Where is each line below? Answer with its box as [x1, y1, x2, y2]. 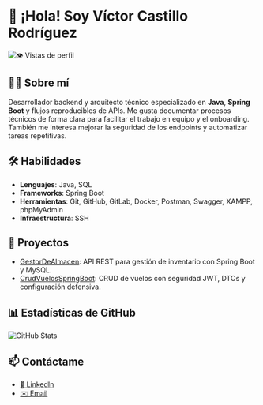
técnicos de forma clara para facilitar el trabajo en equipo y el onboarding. [8, 114, 250, 123]
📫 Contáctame [8, 354, 85, 368]
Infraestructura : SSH [19, 213, 89, 223]
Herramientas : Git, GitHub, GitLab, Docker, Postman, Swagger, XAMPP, [19, 197, 253, 206]
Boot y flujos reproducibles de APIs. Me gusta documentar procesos [8, 106, 231, 115]
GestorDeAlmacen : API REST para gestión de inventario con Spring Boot [19, 257, 255, 267]
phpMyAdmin [19, 204, 64, 214]
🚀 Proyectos [8, 236, 70, 249]
